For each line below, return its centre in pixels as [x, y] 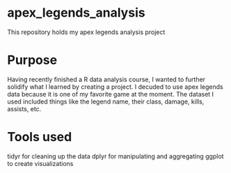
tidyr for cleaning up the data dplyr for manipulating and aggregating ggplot [115, 156]
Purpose [32, 60]
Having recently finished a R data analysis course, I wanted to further [106, 79]
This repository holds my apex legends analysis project [86, 32]
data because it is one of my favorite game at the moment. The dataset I [111, 94]
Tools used [40, 137]
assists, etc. [24, 108]
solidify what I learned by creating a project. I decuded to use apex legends [115, 86]
